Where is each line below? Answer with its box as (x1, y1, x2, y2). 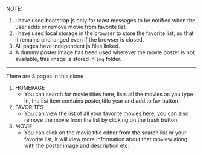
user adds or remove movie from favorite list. (14, 24, 127, 30)
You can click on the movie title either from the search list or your (24, 129, 187, 136)
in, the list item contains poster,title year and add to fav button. (24, 97, 180, 104)
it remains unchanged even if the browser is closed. (14, 36, 144, 43)
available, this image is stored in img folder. (14, 55, 122, 62)
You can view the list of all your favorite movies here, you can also (24, 110, 189, 117)
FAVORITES (14, 104, 44, 110)
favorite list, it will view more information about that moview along (24, 136, 188, 142)
